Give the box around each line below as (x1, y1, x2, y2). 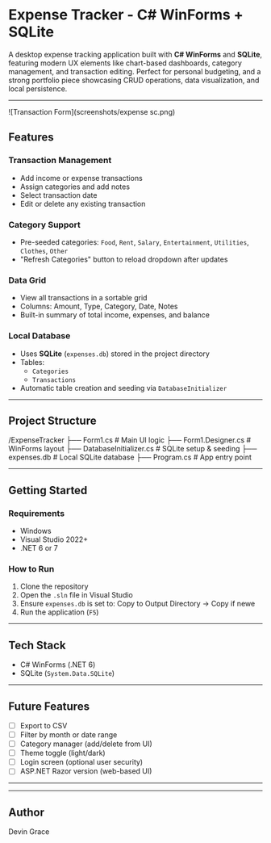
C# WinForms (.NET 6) (19, 660, 96, 669)
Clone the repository (19, 581, 89, 591)
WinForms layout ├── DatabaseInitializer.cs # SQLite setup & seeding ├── (8, 444, 257, 454)
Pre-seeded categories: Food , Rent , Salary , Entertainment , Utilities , (19, 237, 249, 247)
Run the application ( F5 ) (19, 607, 99, 617)
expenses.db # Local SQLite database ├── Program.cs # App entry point (8, 452, 252, 462)
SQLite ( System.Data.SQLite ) (19, 669, 115, 678)
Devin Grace (8, 827, 50, 837)
